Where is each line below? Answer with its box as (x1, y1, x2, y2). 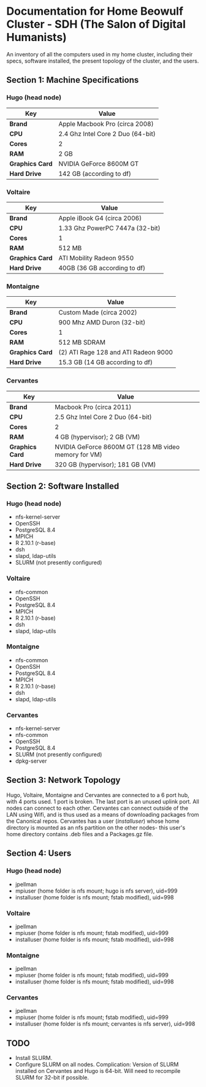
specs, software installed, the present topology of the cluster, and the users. (6, 57, 199, 64)
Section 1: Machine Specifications (6, 75, 139, 85)
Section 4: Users (6, 848, 72, 859)
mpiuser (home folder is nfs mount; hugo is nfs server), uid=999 (15, 887, 178, 894)
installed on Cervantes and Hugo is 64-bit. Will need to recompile (15, 1067, 181, 1075)
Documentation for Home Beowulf (6, 4, 184, 18)
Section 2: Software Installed (6, 481, 120, 491)
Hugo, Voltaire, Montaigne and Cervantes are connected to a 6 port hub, (6, 791, 189, 798)
